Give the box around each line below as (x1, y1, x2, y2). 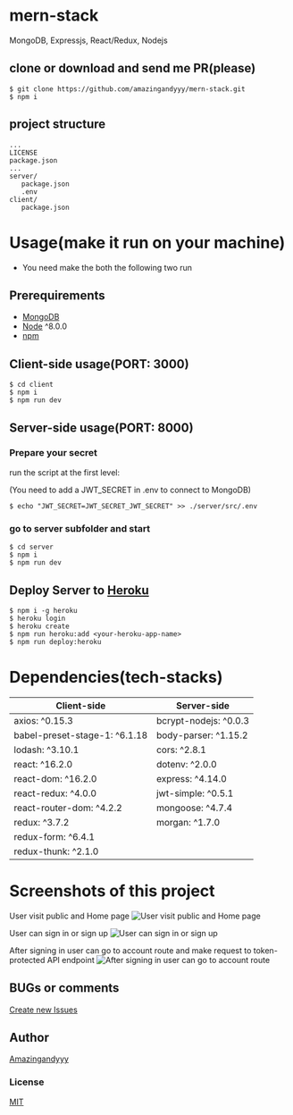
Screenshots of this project (9, 881, 216, 901)
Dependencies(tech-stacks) (9, 667, 223, 688)
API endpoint (46, 954, 96, 965)
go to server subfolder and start (9, 522, 151, 534)
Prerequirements (9, 288, 105, 303)
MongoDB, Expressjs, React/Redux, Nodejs (9, 35, 168, 46)
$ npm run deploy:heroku (9, 637, 102, 646)
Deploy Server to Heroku (9, 583, 149, 598)
